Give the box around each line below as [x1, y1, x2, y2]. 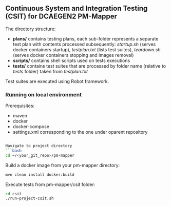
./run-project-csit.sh [5, 196, 54, 201]
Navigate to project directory [5, 143, 72, 149]
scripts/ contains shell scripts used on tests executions [12, 57, 130, 64]
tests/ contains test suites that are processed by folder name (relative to [12, 63, 166, 69]
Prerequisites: [5, 102, 35, 109]
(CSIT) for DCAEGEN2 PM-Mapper [5, 12, 117, 21]
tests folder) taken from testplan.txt [12, 68, 88, 74]
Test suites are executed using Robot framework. [5, 78, 109, 84]
